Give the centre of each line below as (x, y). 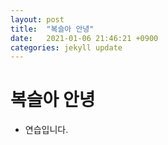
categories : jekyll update (66, 47)
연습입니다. (46, 130)
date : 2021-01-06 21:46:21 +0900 (84, 38)
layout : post (37, 19)
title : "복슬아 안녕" (52, 29)
